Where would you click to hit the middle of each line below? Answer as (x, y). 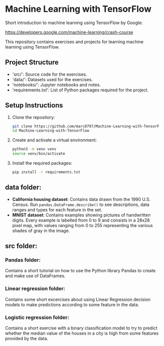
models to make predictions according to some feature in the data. (72, 304)
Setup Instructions (34, 105)
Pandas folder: (23, 260)
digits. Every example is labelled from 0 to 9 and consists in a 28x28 (81, 220)
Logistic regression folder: (37, 317)
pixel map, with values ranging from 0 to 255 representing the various (82, 225)
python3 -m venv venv (34, 149)
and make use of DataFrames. (35, 276)
